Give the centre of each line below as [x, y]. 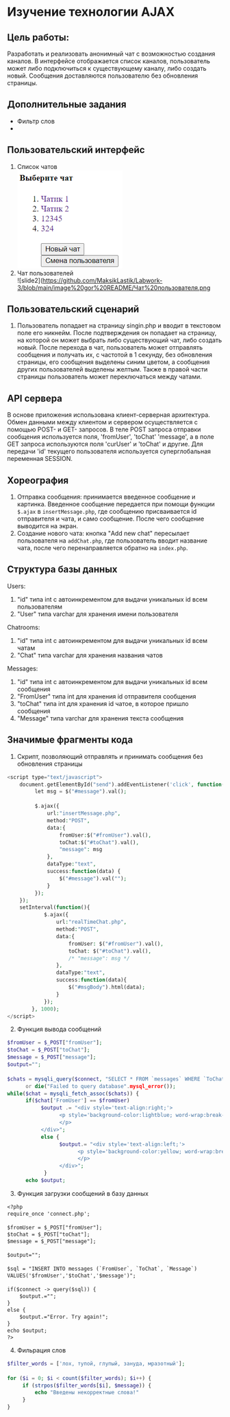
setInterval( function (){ [55, 907]
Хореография [38, 480]
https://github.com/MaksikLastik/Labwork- [102, 280]
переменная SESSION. [40, 459]
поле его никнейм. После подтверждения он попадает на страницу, [117, 333]
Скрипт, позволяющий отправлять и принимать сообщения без [110, 756]
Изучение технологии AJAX [91, 12]
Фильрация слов [41, 1350]
